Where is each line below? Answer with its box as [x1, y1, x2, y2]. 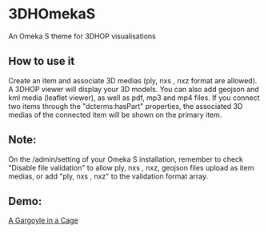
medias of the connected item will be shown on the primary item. [8, 110, 222, 119]
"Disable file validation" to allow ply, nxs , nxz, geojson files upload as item [8, 163, 254, 172]
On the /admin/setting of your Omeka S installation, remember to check [8, 154, 244, 164]
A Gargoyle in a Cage [8, 215, 78, 225]
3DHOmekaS [8, 5, 96, 23]
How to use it [8, 54, 75, 68]
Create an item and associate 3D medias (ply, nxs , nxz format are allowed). [8, 75, 258, 85]
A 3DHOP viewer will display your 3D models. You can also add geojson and [8, 84, 260, 94]
